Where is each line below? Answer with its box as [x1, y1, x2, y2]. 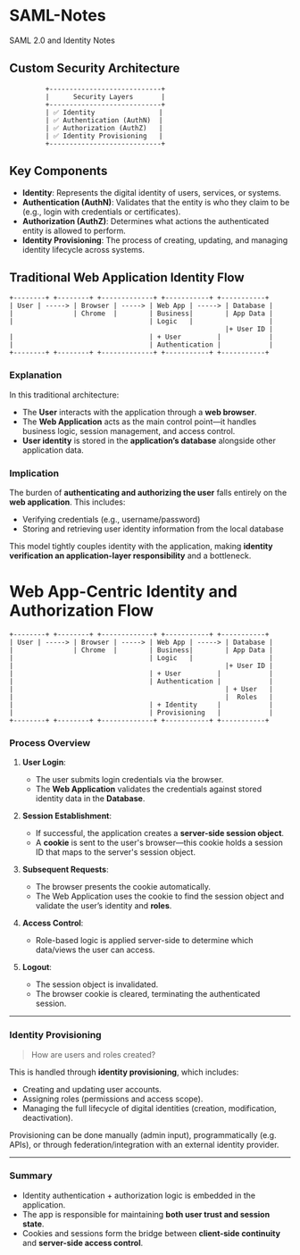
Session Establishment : [21, 810, 112, 822]
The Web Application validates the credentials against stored [35, 783, 262, 795]
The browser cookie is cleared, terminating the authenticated [35, 989, 261, 1000]
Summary [9, 1169, 54, 1182]
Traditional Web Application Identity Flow [9, 270, 245, 285]
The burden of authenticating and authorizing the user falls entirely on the [9, 487, 287, 498]
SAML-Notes [9, 5, 106, 26]
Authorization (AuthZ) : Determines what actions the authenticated [21, 215, 270, 226]
